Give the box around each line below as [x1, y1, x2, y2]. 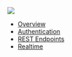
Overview [17, 20, 46, 28]
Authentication [17, 27, 61, 35]
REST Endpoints [17, 35, 65, 43]
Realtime [17, 42, 44, 51]
